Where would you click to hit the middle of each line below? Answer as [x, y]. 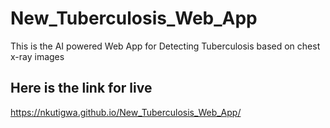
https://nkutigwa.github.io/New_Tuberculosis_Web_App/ [126, 112]
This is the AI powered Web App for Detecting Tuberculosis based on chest [165, 46]
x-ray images [37, 56]
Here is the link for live [81, 88]
